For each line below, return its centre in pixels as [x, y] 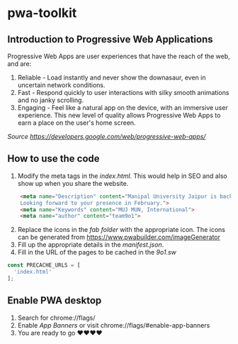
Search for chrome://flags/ [56, 318]
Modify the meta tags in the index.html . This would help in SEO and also [123, 176]
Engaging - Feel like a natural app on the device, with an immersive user [123, 107]
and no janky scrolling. [50, 100]
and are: [19, 64]
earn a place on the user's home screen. [76, 123]
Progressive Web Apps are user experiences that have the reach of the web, [119, 56]
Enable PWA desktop [55, 300]
